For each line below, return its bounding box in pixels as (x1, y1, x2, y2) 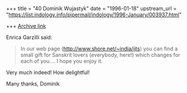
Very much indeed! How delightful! (6, 69, 90, 75)
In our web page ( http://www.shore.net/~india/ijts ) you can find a (20, 45, 178, 52)
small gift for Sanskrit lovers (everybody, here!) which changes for (20, 51, 181, 58)
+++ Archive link (6, 23, 46, 29)
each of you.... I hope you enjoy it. (20, 58, 103, 64)
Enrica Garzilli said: (6, 34, 53, 40)
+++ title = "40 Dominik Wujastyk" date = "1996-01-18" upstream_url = (6, 5, 177, 12)
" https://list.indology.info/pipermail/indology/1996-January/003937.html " (6, 11, 182, 18)
